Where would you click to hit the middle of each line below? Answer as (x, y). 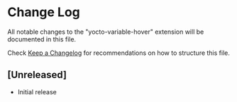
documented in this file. (42, 39)
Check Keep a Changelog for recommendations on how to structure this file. (119, 53)
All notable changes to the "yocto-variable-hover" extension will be (106, 32)
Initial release (37, 91)
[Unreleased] (37, 75)
